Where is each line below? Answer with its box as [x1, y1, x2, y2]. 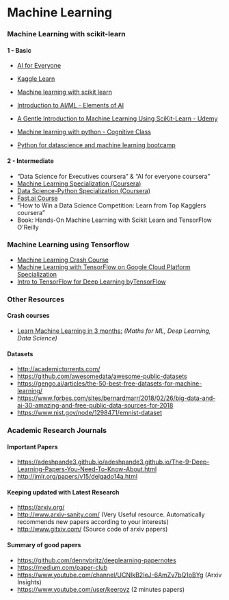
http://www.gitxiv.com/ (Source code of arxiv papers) [16, 525, 168, 534]
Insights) [16, 577, 42, 586]
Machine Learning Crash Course [16, 255, 109, 264]
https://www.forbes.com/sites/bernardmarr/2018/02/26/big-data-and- [16, 394, 216, 402]
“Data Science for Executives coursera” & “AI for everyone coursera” [16, 172, 211, 180]
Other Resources [7, 295, 65, 304]
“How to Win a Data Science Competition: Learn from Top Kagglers [16, 201, 206, 210]
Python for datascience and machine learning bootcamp [16, 141, 176, 149]
